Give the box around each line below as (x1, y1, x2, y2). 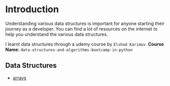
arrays (12, 75, 27, 81)
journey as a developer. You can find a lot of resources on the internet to (5, 25, 158, 32)
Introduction (5, 4, 59, 15)
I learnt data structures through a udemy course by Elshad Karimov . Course (5, 41, 164, 47)
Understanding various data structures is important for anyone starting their (5, 20, 165, 26)
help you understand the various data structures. (5, 31, 108, 37)
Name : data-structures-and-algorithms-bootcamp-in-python (5, 46, 133, 52)
